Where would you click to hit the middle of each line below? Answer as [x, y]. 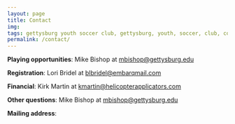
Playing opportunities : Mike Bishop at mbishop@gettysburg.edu [101, 59]
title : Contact [29, 20]
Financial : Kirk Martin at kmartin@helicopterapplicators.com [94, 86]
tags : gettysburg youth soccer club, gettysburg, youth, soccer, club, [114, 33]
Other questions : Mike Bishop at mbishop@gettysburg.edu [93, 100]
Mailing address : [32, 114]
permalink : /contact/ [39, 40]
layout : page [26, 14]
